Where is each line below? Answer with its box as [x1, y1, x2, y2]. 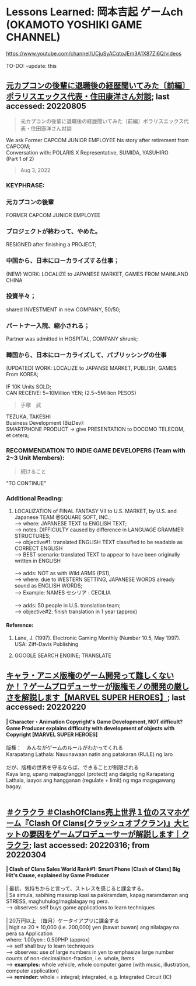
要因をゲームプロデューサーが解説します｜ [29, 829, 182, 840]
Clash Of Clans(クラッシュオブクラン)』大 [29, 819, 182, 829]
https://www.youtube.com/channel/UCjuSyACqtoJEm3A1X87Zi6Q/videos [6, 50, 182, 57]
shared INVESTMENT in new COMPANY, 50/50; [6, 305, 121, 313]
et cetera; [6, 432, 29, 439]
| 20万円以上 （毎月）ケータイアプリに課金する [6, 917, 120, 924]
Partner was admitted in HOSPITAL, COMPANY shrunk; [6, 335, 138, 342]
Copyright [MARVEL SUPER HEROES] [6, 731, 98, 738]
